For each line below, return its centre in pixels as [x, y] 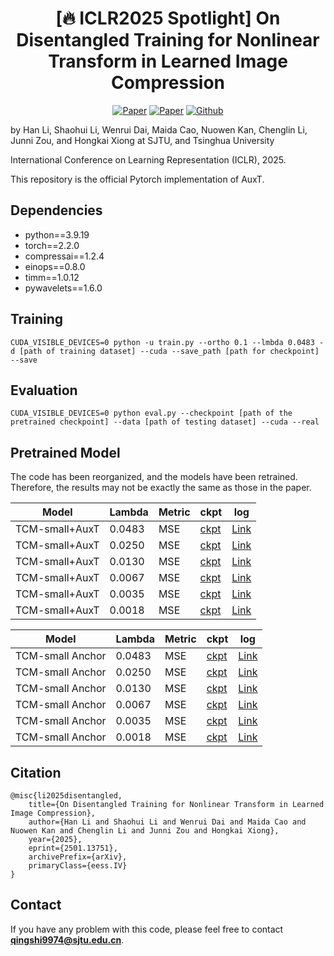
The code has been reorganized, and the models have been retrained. [154, 477]
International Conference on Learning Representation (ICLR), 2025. [148, 159]
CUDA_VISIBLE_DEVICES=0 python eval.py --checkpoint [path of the [151, 413]
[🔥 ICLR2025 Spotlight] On [168, 18]
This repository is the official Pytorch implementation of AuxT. [137, 179]
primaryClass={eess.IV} [78, 866]
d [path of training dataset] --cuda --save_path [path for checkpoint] [165, 351]
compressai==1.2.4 [64, 256]
